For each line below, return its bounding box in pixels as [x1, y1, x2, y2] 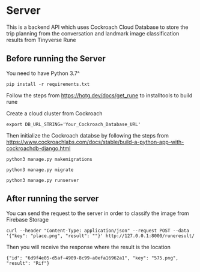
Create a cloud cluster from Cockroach [6, 109, 103, 117]
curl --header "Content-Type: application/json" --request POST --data [6, 228, 189, 234]
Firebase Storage [6, 216, 49, 223]
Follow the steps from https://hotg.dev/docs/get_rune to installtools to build [6, 91, 193, 99]
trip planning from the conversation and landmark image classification [6, 29, 180, 37]
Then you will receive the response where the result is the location [6, 243, 171, 250]
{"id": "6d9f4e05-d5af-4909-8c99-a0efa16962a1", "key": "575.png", [6, 255, 179, 261]
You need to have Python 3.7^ [6, 70, 80, 77]
